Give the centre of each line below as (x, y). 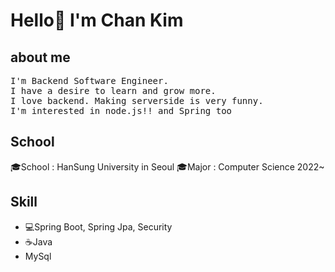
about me (40, 57)
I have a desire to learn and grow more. (113, 90)
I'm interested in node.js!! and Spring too (121, 110)
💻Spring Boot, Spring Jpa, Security (98, 226)
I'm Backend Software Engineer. (89, 80)
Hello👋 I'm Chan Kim (97, 20)
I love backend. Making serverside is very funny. (137, 100)
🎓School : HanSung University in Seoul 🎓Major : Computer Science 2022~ (167, 166)
